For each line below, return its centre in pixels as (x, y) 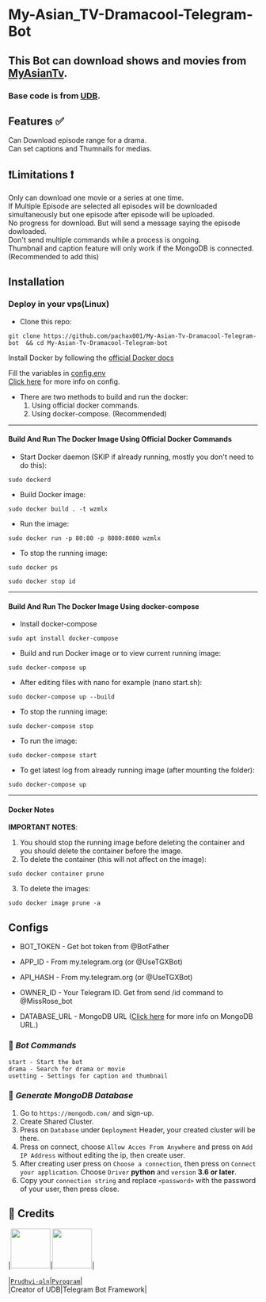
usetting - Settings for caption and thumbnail (88, 1076)
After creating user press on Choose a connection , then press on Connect (138, 1163)
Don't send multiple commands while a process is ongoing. (104, 240)
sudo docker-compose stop (51, 726)
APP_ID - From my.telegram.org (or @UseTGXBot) (101, 962)
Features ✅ (36, 121)
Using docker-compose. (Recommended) (99, 413)
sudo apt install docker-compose (63, 639)
